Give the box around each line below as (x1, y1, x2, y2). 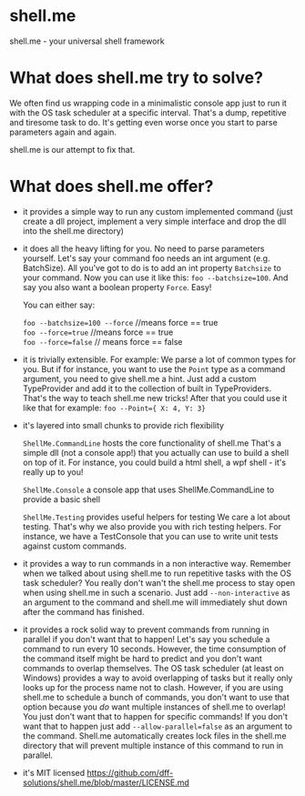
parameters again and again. (9, 126, 117, 137)
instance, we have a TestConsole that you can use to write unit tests (22, 530, 280, 541)
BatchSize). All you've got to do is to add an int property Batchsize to (22, 262, 282, 273)
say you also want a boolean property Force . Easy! (22, 281, 212, 292)
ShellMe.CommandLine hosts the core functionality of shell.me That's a (22, 438, 282, 448)
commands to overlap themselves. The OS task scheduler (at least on (22, 662, 284, 673)
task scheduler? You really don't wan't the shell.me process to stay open (22, 577, 296, 588)
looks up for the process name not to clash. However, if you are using (22, 681, 284, 692)
